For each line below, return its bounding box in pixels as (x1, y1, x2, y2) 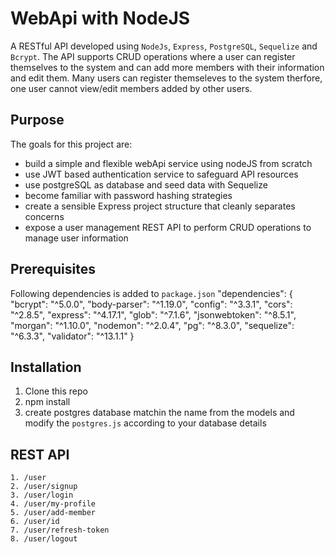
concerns (24, 210, 65, 222)
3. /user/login (10, 490, 74, 501)
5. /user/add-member (10, 508, 97, 518)
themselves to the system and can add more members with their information (10, 61, 325, 73)
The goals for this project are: (10, 138, 133, 150)
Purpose (10, 112, 65, 129)
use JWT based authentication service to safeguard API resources (24, 168, 299, 180)
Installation (10, 358, 82, 376)
